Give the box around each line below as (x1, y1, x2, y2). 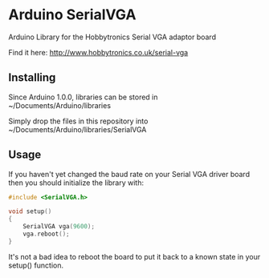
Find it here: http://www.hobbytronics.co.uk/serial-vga (8, 47, 189, 57)
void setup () (8, 207, 52, 216)
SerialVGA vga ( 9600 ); (22, 223, 95, 231)
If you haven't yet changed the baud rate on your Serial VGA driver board (8, 169, 251, 179)
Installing (8, 71, 56, 85)
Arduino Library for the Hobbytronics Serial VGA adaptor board (8, 32, 217, 42)
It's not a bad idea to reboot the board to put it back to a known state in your (8, 252, 261, 261)
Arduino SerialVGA (8, 6, 137, 24)
